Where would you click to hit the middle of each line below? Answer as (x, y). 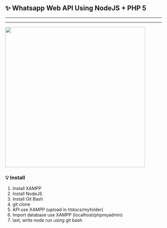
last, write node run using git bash (47, 220)
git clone (21, 205)
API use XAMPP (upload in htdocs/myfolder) (58, 210)
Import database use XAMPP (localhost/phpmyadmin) (67, 215)
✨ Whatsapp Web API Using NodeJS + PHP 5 (76, 8)
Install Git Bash (28, 199)
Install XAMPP (27, 189)
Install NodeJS (27, 194)
